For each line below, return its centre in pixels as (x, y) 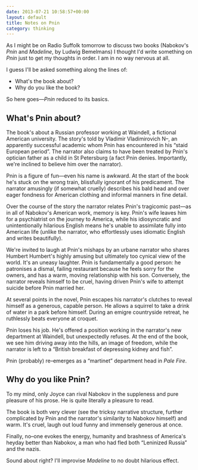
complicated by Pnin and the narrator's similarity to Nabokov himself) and (97, 418)
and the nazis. (24, 448)
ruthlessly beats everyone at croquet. (52, 319)
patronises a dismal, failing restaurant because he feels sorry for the (90, 269)
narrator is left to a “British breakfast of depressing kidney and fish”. (89, 349)
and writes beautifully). (35, 238)
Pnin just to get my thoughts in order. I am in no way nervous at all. (88, 58)
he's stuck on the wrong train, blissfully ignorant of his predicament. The (95, 182)
